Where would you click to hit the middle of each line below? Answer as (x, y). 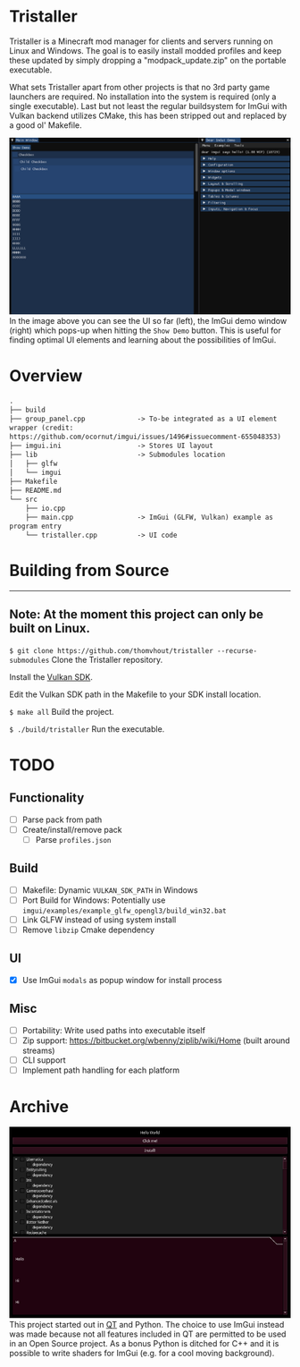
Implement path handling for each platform (101, 1070)
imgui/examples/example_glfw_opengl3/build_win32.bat (124, 911)
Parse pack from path (62, 819)
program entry (36, 526)
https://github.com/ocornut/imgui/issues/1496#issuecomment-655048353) (145, 437)
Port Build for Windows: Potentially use (94, 900)
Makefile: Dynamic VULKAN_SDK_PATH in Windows (110, 890)
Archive (39, 1106)
